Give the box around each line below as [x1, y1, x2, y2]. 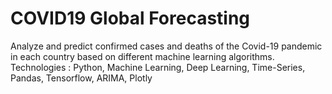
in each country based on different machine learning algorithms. [10, 50, 275, 62]
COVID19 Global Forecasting [10, 7, 251, 30]
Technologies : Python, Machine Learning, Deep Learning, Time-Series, [10, 61, 306, 73]
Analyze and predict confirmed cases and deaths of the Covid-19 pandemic [10, 40, 323, 52]
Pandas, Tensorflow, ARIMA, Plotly [10, 72, 153, 84]
